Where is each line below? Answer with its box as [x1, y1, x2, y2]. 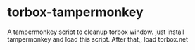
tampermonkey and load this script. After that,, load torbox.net [7, 35, 189, 43]
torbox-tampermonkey [7, 4, 144, 20]
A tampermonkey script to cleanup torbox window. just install [7, 27, 184, 36]
